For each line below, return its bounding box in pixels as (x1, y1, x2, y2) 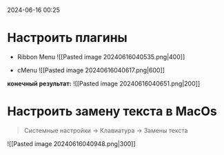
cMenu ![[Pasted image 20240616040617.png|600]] (17, 65, 165, 74)
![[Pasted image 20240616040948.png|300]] (7, 139, 136, 147)
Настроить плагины (7, 30, 128, 45)
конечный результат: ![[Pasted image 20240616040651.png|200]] (7, 79, 201, 87)
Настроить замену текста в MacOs (7, 103, 217, 119)
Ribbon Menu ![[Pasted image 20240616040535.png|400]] (17, 52, 185, 61)
